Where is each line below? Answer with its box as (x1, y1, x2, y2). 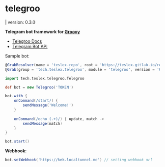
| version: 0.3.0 (5, 19, 36, 25)
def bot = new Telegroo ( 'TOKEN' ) (5, 84, 74, 90)
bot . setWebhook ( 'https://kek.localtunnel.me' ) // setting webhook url (5, 158, 153, 163)
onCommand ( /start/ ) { (14, 98, 58, 103)
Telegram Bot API (12, 43, 48, 49)
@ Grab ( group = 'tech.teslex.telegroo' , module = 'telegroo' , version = (5, 67, 155, 72)
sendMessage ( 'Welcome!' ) (23, 103, 74, 108)
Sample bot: (5, 53, 29, 59)
